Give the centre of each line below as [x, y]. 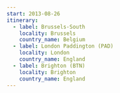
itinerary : [22, 20]
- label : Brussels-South [49, 27]
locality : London [45, 53]
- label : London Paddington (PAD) [63, 46]
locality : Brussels [48, 33]
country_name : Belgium [52, 40]
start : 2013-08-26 [33, 14]
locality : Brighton [48, 72]
